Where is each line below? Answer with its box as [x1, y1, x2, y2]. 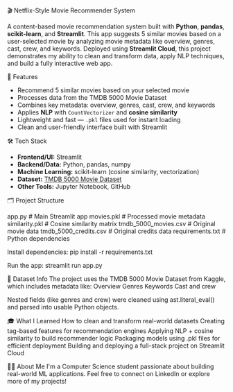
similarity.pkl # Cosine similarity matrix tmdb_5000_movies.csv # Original [7, 220, 216, 228]
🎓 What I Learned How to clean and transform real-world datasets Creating [7, 317, 225, 325]
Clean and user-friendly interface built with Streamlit [17, 123, 168, 131]
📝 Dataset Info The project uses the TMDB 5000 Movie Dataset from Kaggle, [7, 275, 226, 283]
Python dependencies [7, 235, 71, 242]
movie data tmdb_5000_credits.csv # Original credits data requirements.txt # [7, 227, 226, 235]
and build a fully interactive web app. [7, 59, 113, 67]
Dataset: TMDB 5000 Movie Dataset [17, 175, 122, 183]
